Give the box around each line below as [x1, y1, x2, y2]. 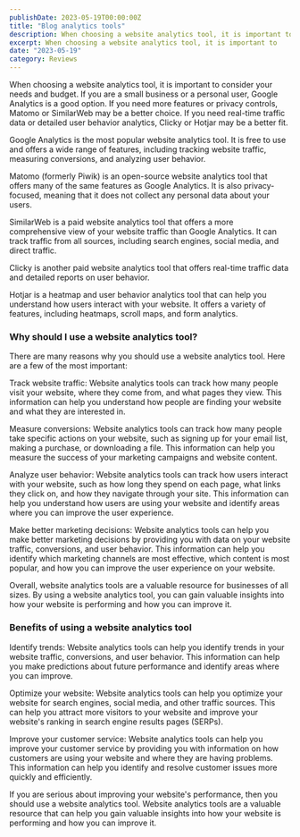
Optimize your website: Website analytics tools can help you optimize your [9, 688, 283, 698]
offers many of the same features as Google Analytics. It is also [9, 181, 243, 190]
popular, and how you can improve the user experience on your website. [9, 562, 276, 573]
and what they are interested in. [9, 406, 126, 417]
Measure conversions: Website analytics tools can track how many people [9, 424, 283, 435]
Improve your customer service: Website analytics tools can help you [9, 733, 263, 744]
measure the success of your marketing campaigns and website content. [9, 452, 279, 463]
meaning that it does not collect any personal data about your [43, 190, 271, 200]
